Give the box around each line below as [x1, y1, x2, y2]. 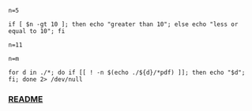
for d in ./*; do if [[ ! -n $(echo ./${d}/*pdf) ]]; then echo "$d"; [8, 68, 246, 76]
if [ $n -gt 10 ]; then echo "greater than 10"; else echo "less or [8, 20, 239, 28]
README [8, 94, 43, 105]
